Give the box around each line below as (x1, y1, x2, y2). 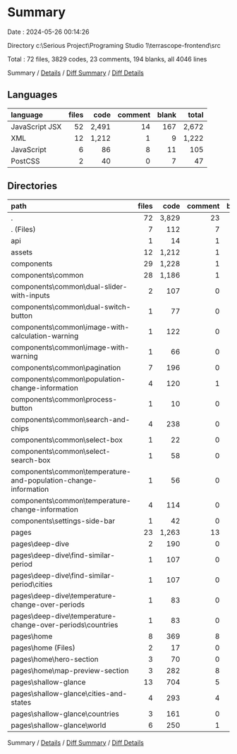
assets (11, 247, 33, 257)
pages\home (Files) (11, 643, 75, 653)
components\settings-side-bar (11, 516, 115, 526)
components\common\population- (11, 374, 126, 384)
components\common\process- (11, 394, 118, 404)
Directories (7, 180, 58, 192)
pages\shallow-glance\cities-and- (11, 688, 128, 698)
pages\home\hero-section (11, 654, 99, 664)
